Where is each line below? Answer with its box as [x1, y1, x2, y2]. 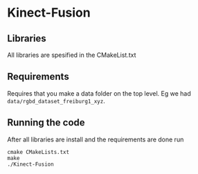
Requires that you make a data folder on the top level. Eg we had [7, 89, 192, 98]
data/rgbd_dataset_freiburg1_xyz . [7, 96, 105, 105]
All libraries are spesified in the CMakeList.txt [7, 51, 136, 59]
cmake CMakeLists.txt [7, 148, 70, 155]
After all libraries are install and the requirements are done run [7, 135, 184, 143]
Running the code [7, 116, 85, 129]
